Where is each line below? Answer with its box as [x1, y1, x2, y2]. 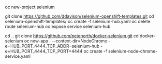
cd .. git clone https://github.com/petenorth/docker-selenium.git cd [5, 33, 139, 38]
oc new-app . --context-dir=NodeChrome [24, 38, 107, 44]
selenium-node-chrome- [108, 48, 158, 54]
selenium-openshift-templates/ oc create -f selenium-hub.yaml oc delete [5, 19, 151, 24]
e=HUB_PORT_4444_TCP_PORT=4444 [5, 48, 83, 54]
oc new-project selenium [5, 4, 55, 10]
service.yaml [5, 53, 30, 59]
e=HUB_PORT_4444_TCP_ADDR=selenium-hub [5, 43, 100, 49]
